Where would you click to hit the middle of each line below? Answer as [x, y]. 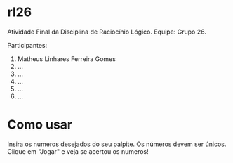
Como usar [40, 125]
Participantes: [27, 45]
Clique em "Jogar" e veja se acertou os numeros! [78, 151]
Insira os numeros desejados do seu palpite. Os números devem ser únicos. [117, 144]
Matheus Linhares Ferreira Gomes [66, 59]
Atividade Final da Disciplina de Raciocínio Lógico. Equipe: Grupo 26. [107, 32]
